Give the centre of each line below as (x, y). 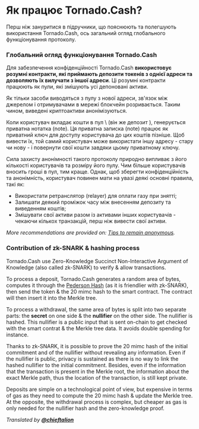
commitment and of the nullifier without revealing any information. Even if (96, 352)
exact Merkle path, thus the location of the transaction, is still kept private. (97, 377)
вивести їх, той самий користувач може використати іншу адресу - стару (100, 141)
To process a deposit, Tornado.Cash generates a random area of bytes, (94, 279)
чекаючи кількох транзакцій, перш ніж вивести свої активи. (91, 221)
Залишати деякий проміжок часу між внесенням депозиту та (93, 202)
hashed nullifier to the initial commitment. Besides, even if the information (96, 365)
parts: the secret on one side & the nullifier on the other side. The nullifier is (99, 316)
